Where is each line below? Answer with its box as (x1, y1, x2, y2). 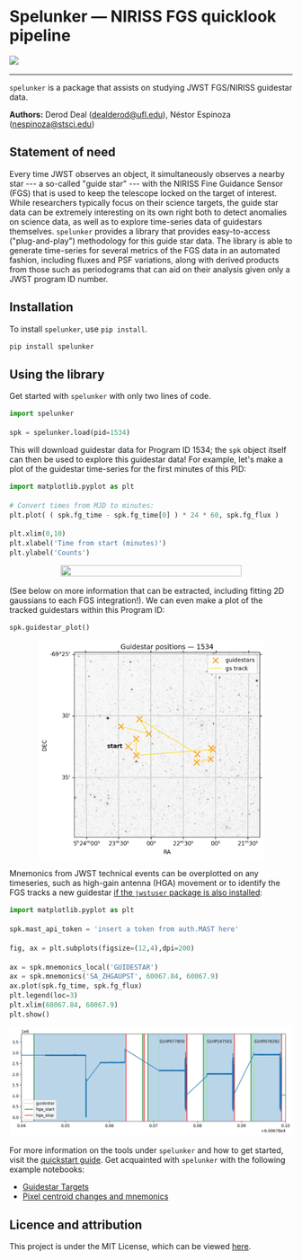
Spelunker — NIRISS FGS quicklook (9, 6, 277, 27)
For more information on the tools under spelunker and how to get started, (9, 1145, 284, 1156)
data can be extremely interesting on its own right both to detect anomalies (9, 207, 288, 217)
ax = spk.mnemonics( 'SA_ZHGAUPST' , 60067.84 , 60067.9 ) (9, 972, 219, 981)
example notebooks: (9, 1164, 85, 1175)
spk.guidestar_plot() (9, 623, 91, 632)
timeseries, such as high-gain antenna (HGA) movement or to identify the (9, 878, 280, 889)
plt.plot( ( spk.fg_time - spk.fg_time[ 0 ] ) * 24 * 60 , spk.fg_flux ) (9, 510, 280, 519)
